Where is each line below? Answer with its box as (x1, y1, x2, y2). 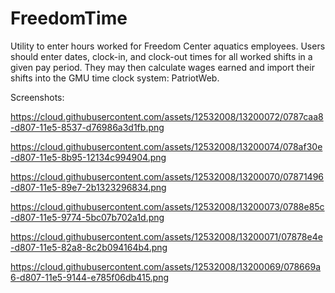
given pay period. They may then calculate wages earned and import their (10, 61, 315, 73)
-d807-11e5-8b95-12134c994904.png (10, 151, 167, 163)
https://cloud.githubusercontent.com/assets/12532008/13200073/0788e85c (10, 200, 325, 212)
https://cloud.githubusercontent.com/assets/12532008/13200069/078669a (10, 260, 322, 272)
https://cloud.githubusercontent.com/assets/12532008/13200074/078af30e (10, 140, 323, 152)
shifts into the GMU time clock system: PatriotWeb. (10, 72, 220, 84)
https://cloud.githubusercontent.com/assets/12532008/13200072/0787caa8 (10, 110, 324, 122)
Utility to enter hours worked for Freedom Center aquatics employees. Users (10, 40, 326, 52)
